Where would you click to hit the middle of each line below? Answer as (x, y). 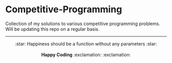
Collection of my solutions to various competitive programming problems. (83, 24)
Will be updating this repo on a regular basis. (52, 29)
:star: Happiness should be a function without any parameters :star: (86, 44)
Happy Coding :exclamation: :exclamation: (86, 54)
